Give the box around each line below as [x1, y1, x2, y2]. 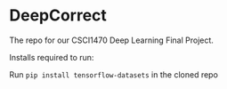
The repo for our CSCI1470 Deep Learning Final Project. [9, 35, 214, 45]
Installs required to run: [9, 52, 94, 62]
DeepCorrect [9, 5, 107, 26]
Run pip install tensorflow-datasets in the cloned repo [9, 69, 218, 80]
